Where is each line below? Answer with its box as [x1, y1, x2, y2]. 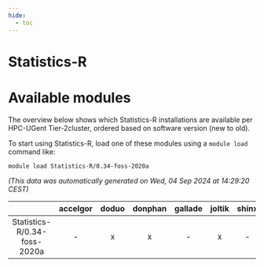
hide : [8, 11, 26, 20]
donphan [132, 202, 167, 213]
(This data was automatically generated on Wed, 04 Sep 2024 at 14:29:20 [8, 176, 250, 185]
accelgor [58, 202, 93, 213]
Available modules [8, 88, 131, 106]
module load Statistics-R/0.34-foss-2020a [8, 162, 149, 170]
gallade [174, 202, 203, 213]
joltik [210, 202, 229, 213]
